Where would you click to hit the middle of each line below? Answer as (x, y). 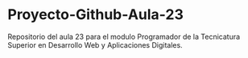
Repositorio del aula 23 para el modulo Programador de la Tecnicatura (124, 37)
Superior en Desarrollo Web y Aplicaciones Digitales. (95, 44)
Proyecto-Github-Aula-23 (96, 15)
